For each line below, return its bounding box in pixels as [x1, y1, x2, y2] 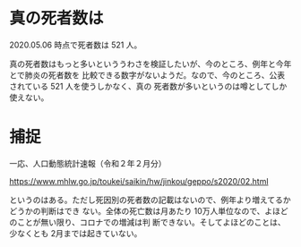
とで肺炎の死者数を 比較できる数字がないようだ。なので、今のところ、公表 [9, 69, 285, 81]
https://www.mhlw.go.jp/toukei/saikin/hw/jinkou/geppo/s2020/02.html [9, 175, 269, 186]
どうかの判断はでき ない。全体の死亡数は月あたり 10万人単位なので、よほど [9, 205, 288, 216]
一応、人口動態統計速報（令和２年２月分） [9, 158, 167, 168]
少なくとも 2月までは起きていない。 [9, 227, 142, 238]
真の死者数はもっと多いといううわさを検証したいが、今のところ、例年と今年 [9, 58, 292, 69]
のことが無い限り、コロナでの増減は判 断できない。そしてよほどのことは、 [9, 217, 286, 227]
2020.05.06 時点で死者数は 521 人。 [9, 39, 142, 50]
